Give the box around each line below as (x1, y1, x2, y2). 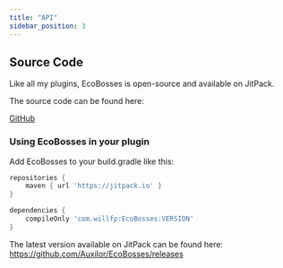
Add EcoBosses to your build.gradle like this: (9, 156, 175, 167)
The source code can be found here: (9, 96, 145, 107)
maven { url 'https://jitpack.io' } (25, 181, 163, 191)
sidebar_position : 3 (9, 22, 87, 30)
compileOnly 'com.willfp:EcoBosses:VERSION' (25, 214, 194, 224)
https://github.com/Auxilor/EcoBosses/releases (9, 248, 184, 259)
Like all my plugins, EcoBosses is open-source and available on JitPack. (9, 78, 275, 90)
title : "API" (9, 13, 58, 22)
